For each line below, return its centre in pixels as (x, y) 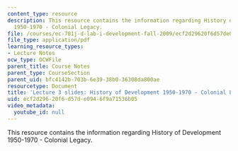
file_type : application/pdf (49, 40)
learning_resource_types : (45, 47)
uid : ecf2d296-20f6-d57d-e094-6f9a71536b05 (73, 99)
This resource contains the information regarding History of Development (114, 132)
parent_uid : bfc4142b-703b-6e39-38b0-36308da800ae (84, 79)
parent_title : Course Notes (49, 66)
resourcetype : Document (42, 86)
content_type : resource (42, 14)
